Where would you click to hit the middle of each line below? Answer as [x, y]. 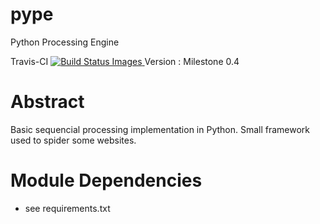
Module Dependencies [106, 180]
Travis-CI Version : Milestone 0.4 [125, 61]
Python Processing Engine [65, 42]
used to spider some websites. [73, 140]
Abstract [47, 102]
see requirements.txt [67, 208]
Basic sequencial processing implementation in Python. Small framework [160, 129]
